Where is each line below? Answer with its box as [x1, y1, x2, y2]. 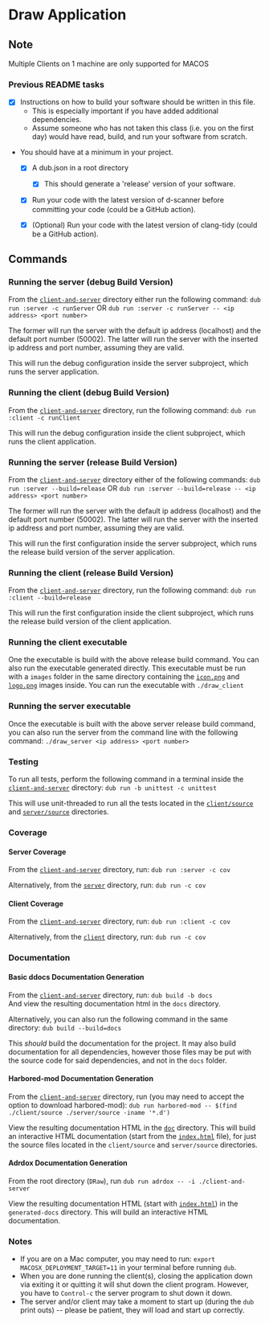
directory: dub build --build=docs [8, 1022, 122, 1032]
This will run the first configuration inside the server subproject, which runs [8, 539, 257, 548]
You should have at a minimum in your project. [19, 147, 174, 158]
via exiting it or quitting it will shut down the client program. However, [19, 1280, 249, 1289]
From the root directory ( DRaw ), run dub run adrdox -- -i [8, 1176, 195, 1186]
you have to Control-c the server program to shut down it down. [19, 1288, 233, 1298]
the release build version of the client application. [8, 616, 172, 626]
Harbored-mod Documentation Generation [8, 1074, 154, 1083]
